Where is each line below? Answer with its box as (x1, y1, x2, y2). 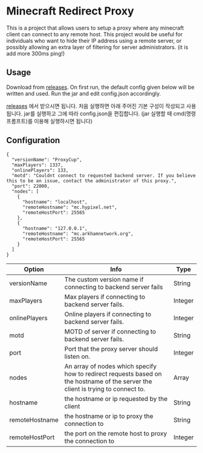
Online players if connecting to (64, 310, 152, 318)
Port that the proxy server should (64, 344, 158, 353)
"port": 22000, (11, 183, 50, 189)
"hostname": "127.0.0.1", (22, 225, 88, 231)
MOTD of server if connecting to (64, 327, 156, 336)
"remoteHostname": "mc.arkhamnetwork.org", (22, 231, 134, 237)
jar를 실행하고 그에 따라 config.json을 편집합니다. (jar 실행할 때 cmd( (24, 110, 187, 117)
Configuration (6, 135, 60, 146)
